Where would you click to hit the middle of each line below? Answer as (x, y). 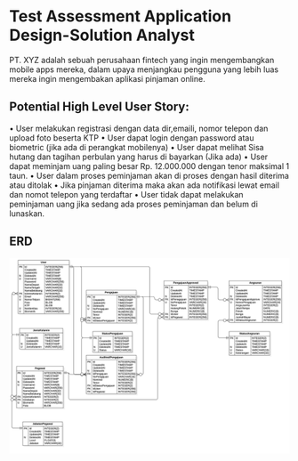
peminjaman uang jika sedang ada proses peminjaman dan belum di (133, 204)
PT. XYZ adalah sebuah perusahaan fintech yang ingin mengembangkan (142, 60)
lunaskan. (27, 213)
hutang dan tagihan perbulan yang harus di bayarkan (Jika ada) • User (139, 157)
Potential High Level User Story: (99, 107)
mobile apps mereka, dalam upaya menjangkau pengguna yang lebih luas (144, 69)
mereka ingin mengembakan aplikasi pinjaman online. (108, 78)
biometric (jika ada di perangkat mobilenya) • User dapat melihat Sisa (137, 147)
